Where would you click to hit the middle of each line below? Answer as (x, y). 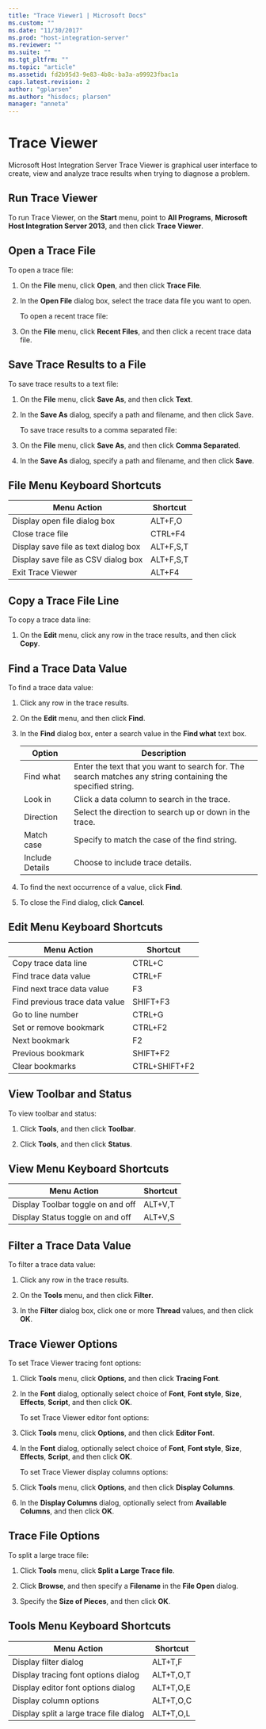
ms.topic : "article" (42, 67)
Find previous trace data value (68, 1002)
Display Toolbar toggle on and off (74, 1204)
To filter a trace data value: (52, 1265)
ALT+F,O (166, 521)
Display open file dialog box (64, 521)
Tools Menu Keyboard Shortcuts (90, 1626)
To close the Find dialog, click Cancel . (82, 902)
